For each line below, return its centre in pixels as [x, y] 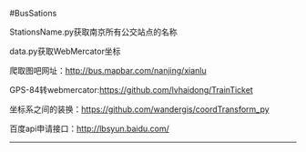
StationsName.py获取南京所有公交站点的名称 [93, 32]
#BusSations [33, 13]
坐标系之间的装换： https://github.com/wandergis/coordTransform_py [140, 109]
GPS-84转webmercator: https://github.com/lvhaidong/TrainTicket [131, 90]
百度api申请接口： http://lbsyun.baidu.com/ [90, 128]
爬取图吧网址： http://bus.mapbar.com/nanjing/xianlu [108, 71]
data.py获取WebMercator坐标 [65, 51]
